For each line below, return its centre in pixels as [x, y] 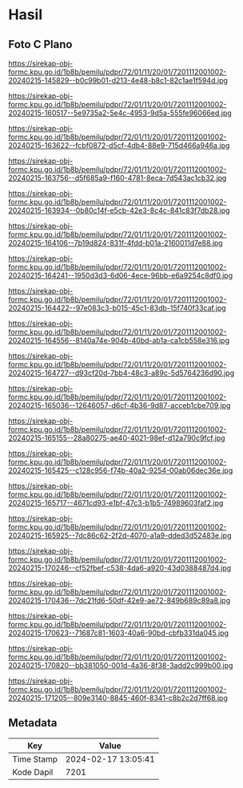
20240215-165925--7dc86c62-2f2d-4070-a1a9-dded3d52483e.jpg [120, 535]
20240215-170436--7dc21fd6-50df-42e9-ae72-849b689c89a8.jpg [120, 600]
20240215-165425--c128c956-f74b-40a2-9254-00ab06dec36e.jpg [121, 470]
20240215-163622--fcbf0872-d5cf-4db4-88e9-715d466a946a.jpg [119, 145]
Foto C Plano [40, 44]
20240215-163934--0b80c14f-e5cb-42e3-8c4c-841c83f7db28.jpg [119, 210]
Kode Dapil [33, 772]
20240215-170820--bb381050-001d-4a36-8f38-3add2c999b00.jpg [121, 665]
